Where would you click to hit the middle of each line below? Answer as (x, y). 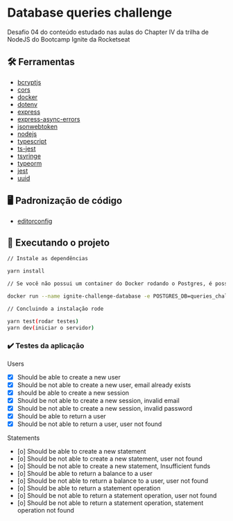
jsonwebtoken (37, 126)
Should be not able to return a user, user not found (89, 424)
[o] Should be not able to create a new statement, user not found (110, 459)
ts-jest (26, 148)
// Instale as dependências (48, 259)
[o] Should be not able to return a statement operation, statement (110, 503)
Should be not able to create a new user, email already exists (104, 385)
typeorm (29, 163)
